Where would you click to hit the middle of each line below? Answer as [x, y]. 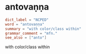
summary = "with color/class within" [43, 29]
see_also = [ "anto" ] [26, 38]
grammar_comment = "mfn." [31, 33]
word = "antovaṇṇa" [25, 24]
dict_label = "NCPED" [27, 20]
